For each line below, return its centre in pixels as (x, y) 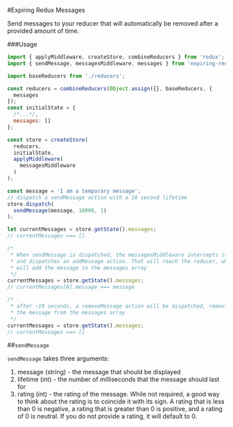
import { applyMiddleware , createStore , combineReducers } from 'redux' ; (116, 57)
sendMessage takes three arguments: (58, 359)
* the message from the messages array (68, 312)
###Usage (23, 44)
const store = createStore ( (48, 140)
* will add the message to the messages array (79, 268)
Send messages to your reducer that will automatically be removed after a (113, 23)
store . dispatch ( (31, 204)
